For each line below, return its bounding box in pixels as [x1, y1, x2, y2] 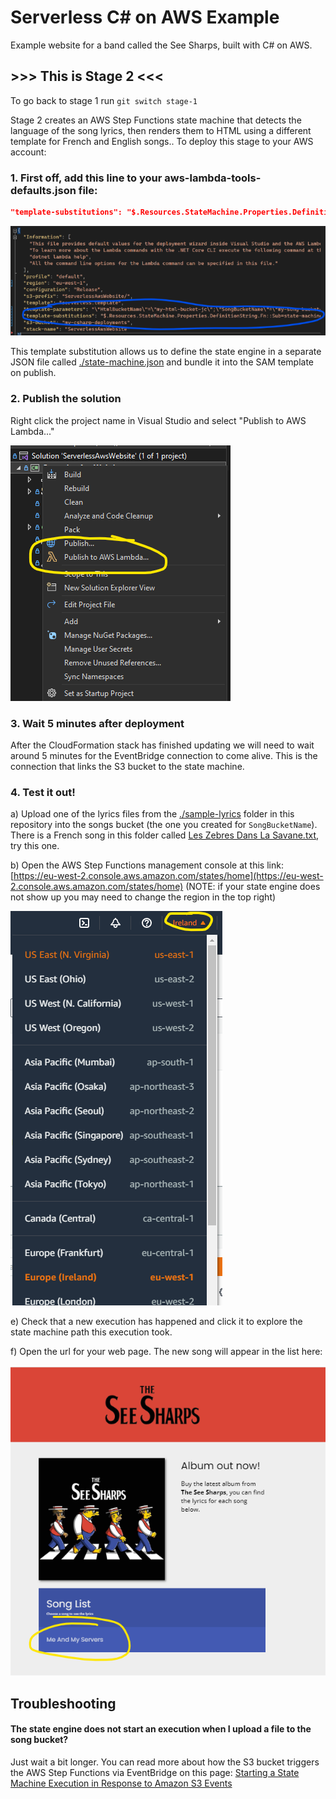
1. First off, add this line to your [10, 171, 163, 185]
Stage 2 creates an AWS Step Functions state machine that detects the [10, 114, 302, 126]
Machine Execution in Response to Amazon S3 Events [10, 1777, 233, 1789]
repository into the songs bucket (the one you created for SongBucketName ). [10, 819, 318, 831]
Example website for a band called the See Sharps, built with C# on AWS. [10, 39, 313, 51]
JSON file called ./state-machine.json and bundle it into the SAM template [10, 356, 315, 368]
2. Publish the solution [10, 392, 122, 406]
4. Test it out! [10, 785, 76, 799]
